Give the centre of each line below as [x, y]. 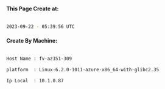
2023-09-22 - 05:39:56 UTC [40, 27]
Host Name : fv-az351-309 [39, 59]
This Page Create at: [33, 9]
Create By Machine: [32, 40]
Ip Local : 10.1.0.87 [35, 81]
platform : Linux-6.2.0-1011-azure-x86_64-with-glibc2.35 [83, 70]
